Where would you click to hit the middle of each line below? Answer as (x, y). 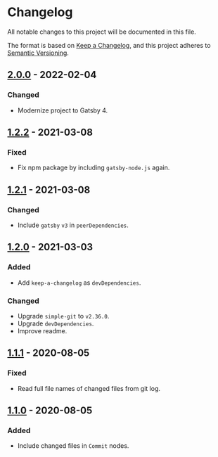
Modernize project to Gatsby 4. (63, 110)
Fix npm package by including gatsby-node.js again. (94, 168)
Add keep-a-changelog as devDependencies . (79, 283)
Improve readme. (42, 330)
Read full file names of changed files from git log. (89, 388)
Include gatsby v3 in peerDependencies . (73, 225)
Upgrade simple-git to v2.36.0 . (63, 316)
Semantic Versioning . (38, 53)
